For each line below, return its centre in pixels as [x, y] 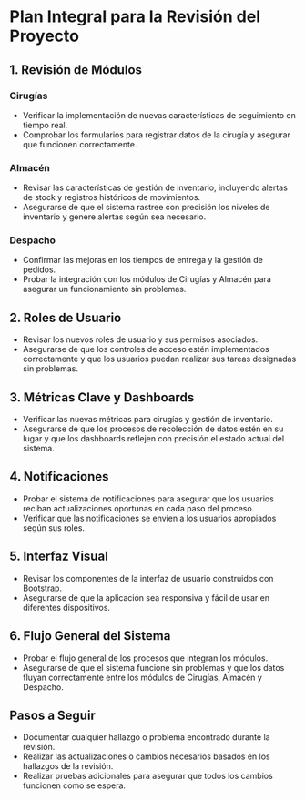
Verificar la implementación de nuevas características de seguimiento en [159, 115]
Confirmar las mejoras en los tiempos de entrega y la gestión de [143, 260]
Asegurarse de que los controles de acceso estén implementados [146, 349]
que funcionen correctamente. [80, 144]
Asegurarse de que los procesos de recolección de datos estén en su [153, 429]
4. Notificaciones [59, 476]
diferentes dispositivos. [66, 607]
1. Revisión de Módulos [76, 70]
